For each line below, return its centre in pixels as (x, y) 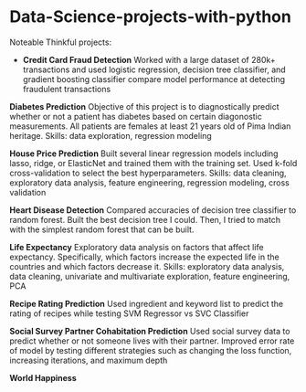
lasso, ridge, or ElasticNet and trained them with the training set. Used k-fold (153, 163)
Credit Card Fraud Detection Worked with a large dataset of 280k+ (149, 59)
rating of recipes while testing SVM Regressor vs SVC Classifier (129, 313)
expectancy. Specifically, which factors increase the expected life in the (145, 257)
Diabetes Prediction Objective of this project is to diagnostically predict (145, 106)
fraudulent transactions (67, 89)
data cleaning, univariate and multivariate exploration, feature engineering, (150, 276)
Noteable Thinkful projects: (61, 42)
